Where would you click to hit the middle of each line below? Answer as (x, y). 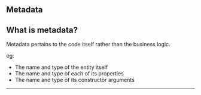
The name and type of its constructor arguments (74, 80)
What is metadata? (42, 30)
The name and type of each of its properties (69, 74)
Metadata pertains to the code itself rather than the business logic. (88, 45)
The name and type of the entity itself (61, 67)
